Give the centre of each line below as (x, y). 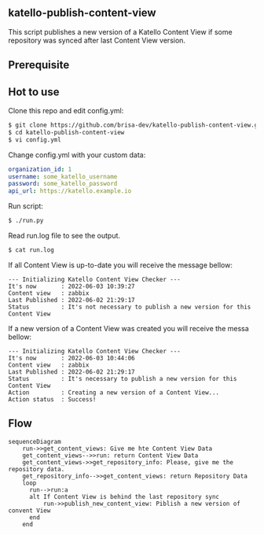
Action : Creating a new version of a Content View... (114, 393)
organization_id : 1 (40, 169)
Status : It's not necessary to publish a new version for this (130, 307)
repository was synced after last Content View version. (97, 40)
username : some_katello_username (63, 176)
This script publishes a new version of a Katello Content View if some (121, 31)
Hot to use (34, 92)
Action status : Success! (52, 399)
